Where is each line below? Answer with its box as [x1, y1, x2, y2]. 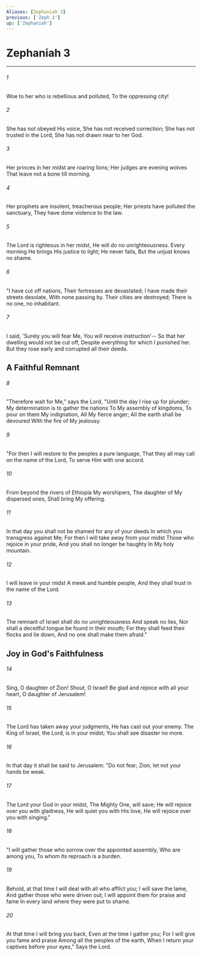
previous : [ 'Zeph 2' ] [6, 14, 61, 21]
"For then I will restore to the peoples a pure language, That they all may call [6, 450, 195, 457]
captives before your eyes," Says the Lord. [6, 943, 112, 951]
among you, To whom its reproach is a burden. [6, 852, 122, 859]
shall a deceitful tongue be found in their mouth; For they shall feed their [6, 625, 185, 632]
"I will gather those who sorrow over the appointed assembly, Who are [6, 846, 181, 853]
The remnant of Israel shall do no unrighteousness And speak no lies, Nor [6, 618, 189, 625]
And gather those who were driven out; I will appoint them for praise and [6, 891, 186, 899]
